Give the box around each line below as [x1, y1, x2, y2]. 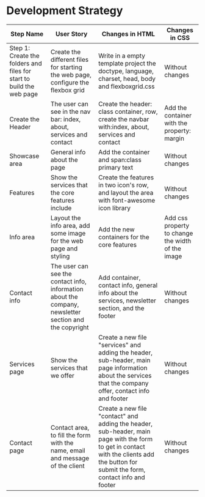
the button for [98, 457, 138, 466]
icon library [98, 203, 131, 212]
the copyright [50, 323, 90, 331]
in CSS [170, 33, 190, 42]
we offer [50, 371, 75, 379]
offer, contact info [98, 386, 150, 395]
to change [164, 229, 193, 237]
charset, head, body [98, 74, 156, 83]
